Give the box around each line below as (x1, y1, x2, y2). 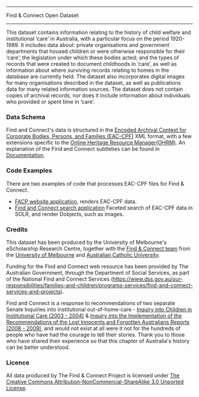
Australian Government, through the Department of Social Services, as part (6, 269, 190, 276)
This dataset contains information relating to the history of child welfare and (6, 29, 191, 36)
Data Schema (6, 113, 46, 121)
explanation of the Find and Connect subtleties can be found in (6, 145, 160, 153)
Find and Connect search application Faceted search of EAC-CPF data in (14, 204, 193, 211)
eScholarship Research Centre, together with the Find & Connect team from (6, 244, 191, 252)
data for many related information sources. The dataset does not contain (6, 85, 184, 93)
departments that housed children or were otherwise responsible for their (6, 48, 185, 55)
